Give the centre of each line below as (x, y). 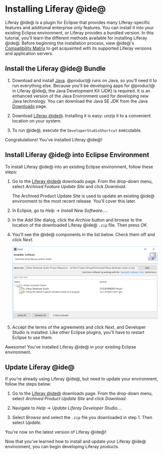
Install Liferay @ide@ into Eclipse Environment (77, 155)
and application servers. (29, 53)
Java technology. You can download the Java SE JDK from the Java (80, 101)
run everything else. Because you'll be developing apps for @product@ (83, 86)
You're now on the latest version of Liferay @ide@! (56, 432)
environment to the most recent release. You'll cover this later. (74, 201)
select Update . (27, 423)
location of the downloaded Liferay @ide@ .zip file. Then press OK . (80, 225)
